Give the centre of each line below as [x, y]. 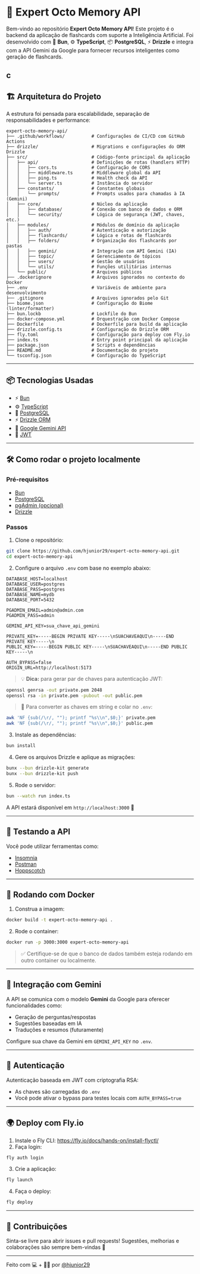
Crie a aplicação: [35, 1169]
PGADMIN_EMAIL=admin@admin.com [45, 610]
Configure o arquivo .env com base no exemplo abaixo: [82, 568]
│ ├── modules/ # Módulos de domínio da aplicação [93, 225]
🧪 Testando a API [38, 832]
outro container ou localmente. [58, 961]
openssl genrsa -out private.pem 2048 [54, 690]
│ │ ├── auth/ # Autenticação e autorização [86, 230]
